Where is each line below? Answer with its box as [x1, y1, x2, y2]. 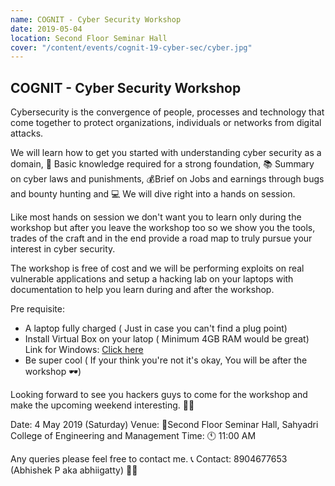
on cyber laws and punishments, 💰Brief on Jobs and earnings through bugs [10, 173, 325, 185]
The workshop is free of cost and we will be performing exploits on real [10, 262, 305, 275]
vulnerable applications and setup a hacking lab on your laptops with [10, 273, 294, 285]
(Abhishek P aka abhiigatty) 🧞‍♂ [10, 464, 138, 476]
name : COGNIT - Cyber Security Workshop [10, 14, 182, 25]
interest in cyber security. [10, 243, 116, 255]
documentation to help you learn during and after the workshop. [10, 284, 275, 296]
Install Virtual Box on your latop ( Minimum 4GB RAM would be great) [24, 333, 310, 345]
